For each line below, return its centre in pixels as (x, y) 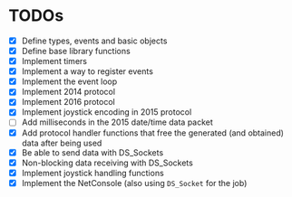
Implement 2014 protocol (68, 92)
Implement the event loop (69, 81)
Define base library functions (76, 51)
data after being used (62, 143)
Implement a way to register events (87, 71)
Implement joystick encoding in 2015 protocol (107, 112)
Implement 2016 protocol (68, 102)
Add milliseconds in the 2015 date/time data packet (117, 122)
